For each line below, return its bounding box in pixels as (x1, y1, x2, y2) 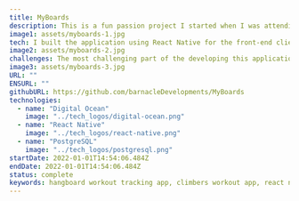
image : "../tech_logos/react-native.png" (25, 129, 181, 138)
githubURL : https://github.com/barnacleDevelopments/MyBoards (9, 87, 245, 96)
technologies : (9, 95, 62, 105)
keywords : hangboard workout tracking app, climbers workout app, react (9, 179, 285, 188)
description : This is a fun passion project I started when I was (9, 21, 261, 30)
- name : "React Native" (17, 121, 105, 130)
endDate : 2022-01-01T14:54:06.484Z (9, 162, 141, 171)
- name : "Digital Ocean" (17, 104, 109, 113)
